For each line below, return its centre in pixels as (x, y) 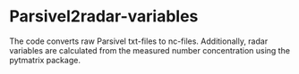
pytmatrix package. (45, 60)
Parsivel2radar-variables (104, 16)
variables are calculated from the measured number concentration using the (150, 50)
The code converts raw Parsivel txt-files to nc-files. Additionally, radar (139, 41)
